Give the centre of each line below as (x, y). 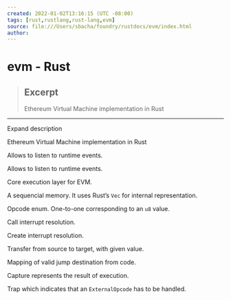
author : (18, 33)
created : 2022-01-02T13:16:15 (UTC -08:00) (70, 13)
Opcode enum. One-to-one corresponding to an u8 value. (89, 209)
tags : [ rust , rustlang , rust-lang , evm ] (61, 20)
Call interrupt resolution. (41, 222)
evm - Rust (39, 67)
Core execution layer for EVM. (50, 182)
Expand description (35, 129)
